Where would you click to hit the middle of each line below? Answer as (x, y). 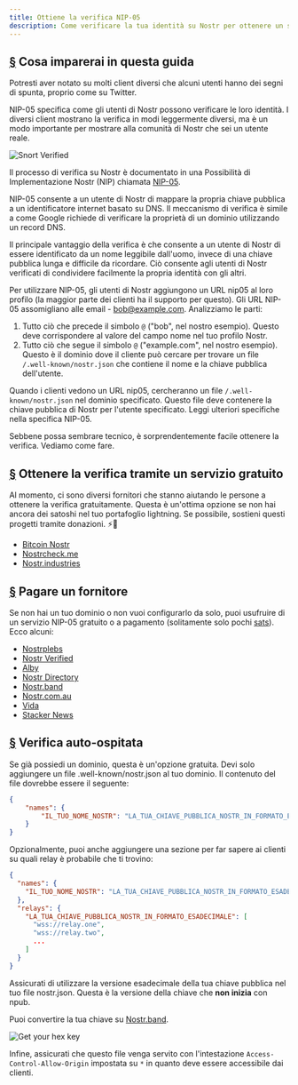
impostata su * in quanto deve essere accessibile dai (187, 1063)
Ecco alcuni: (31, 631)
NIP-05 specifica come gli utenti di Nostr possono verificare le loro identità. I (149, 110)
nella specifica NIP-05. (51, 419)
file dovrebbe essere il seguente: (69, 783)
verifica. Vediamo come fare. (62, 446)
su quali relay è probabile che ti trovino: (81, 859)
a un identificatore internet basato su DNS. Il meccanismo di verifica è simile (149, 209)
